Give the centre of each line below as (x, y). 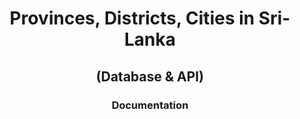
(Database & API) (150, 76)
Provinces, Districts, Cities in (132, 18)
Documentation (150, 105)
